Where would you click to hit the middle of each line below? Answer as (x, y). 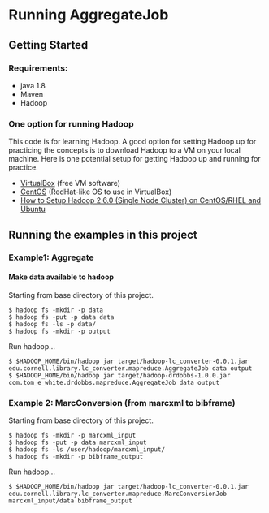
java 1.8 (33, 85)
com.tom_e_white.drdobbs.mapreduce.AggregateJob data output (114, 382)
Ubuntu (33, 209)
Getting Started (48, 45)
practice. (23, 167)
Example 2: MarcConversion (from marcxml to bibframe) (122, 403)
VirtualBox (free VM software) (70, 183)
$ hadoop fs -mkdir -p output (60, 331)
